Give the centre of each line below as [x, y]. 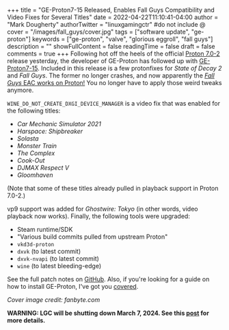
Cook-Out [31, 160]
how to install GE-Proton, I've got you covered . [73, 286]
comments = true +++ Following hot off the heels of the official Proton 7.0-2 [113, 54]
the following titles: [34, 110]
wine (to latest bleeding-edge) [59, 266]
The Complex [36, 153]
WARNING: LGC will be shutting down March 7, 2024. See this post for [108, 313]
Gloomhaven [35, 175]
